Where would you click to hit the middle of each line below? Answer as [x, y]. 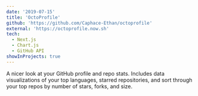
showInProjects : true [34, 56]
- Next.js [24, 40]
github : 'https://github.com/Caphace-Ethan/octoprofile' [79, 23]
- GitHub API [28, 51]
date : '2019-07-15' [31, 12]
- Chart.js [25, 46]
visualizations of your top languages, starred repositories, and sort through [99, 80]
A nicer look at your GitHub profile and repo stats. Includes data [85, 73]
